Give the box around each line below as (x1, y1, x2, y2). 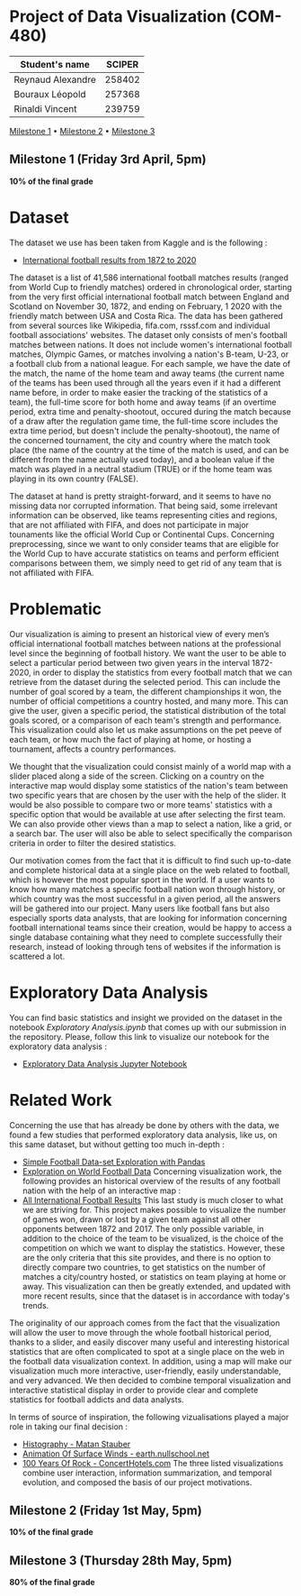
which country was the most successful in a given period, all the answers (9, 893, 281, 904)
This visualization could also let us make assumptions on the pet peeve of (9, 724, 283, 735)
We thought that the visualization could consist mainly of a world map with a (9, 761, 292, 771)
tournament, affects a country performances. (9, 743, 177, 754)
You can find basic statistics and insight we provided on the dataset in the (9, 1012, 283, 1023)
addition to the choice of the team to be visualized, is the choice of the (22, 1233, 284, 1244)
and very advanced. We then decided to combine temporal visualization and (9, 1374, 292, 1385)
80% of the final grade (9, 1577, 96, 1588)
